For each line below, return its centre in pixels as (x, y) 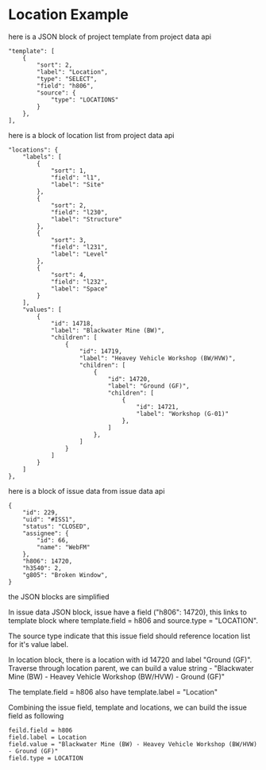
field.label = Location (48, 737)
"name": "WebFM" (64, 547)
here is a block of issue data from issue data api (87, 491)
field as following (36, 715)
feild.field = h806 (40, 730)
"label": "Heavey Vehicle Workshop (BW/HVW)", (158, 358)
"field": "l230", (79, 212)
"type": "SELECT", (67, 79)
